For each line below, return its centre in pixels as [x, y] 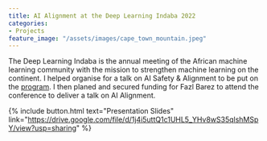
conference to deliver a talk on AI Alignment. [82, 95]
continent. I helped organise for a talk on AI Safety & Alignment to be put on [133, 78]
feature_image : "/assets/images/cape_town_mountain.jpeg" [107, 38]
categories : [28, 23]
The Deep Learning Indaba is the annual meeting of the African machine [128, 61]
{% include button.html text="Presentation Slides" [91, 111]
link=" [18, 120]
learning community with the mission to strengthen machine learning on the [133, 70]
